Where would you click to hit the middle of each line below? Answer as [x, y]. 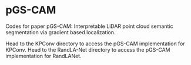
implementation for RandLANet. [43, 56]
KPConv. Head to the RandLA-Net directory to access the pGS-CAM [88, 49]
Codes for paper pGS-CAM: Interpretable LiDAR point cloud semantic [89, 26]
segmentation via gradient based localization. [61, 32]
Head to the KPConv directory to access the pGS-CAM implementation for [95, 44]
